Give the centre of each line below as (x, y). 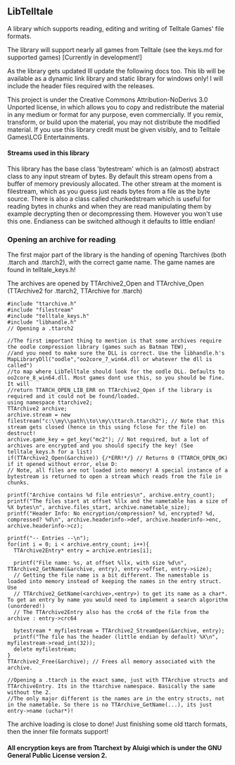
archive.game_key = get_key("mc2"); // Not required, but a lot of (108, 440)
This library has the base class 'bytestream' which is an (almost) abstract (113, 169)
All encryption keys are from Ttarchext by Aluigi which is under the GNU (115, 747)
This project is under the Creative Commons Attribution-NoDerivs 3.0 (108, 99)
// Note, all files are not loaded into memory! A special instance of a (118, 471)
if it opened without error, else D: (63, 465)
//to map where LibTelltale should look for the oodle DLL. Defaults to (116, 372)
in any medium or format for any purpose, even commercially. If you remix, (115, 114)
